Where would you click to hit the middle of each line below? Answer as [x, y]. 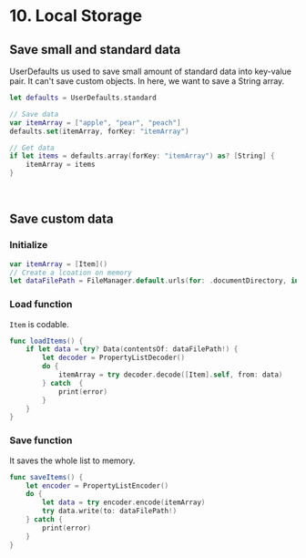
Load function [41, 305]
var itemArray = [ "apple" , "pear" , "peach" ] [95, 123]
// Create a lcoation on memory [71, 273]
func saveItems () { [46, 477]
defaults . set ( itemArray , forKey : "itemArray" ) [99, 131]
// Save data [34, 114]
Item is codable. [40, 324]
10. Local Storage [76, 16]
